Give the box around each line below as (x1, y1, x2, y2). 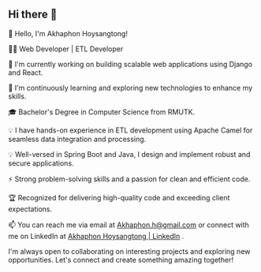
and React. (8, 68, 43, 77)
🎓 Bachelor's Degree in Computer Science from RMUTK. (8, 107, 196, 117)
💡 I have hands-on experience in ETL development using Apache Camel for (8, 125, 253, 135)
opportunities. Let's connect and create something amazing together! (8, 255, 234, 264)
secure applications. (8, 158, 74, 168)
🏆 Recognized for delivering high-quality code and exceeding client (8, 192, 230, 202)
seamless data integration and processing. (8, 134, 147, 143)
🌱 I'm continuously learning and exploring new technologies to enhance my (8, 83, 253, 92)
